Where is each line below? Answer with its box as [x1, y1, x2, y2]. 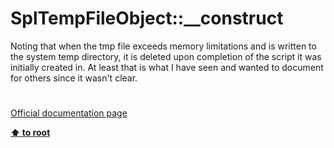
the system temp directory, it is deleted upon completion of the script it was [10, 50, 322, 62]
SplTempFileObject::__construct [10, 7, 284, 30]
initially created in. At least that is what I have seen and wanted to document [10, 61, 324, 73]
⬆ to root [10, 127, 51, 139]
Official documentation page [10, 107, 128, 119]
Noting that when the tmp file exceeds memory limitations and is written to [10, 40, 317, 52]
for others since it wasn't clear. [10, 72, 138, 84]
